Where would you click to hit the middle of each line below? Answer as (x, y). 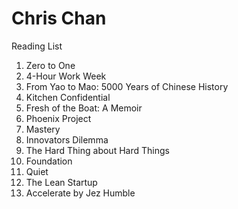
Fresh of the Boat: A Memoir (84, 108)
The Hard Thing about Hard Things (97, 150)
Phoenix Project (58, 118)
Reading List (37, 46)
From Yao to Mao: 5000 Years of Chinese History (127, 86)
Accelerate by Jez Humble (80, 193)
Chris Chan (59, 18)
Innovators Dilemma (67, 139)
